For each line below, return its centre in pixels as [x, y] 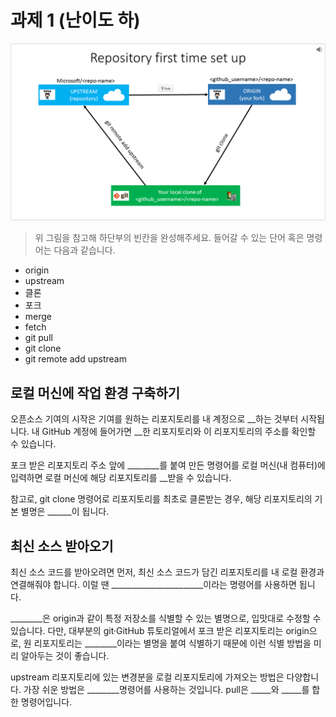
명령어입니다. [46, 702]
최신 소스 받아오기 [62, 546]
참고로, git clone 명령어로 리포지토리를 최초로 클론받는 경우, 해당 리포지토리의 [161, 499]
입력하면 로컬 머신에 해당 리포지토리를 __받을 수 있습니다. [121, 478]
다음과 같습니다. [84, 250]
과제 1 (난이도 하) [75, 20]
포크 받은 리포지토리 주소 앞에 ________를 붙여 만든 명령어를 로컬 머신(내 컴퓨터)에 [168, 465]
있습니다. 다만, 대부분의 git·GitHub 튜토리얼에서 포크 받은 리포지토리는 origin [160, 631]
